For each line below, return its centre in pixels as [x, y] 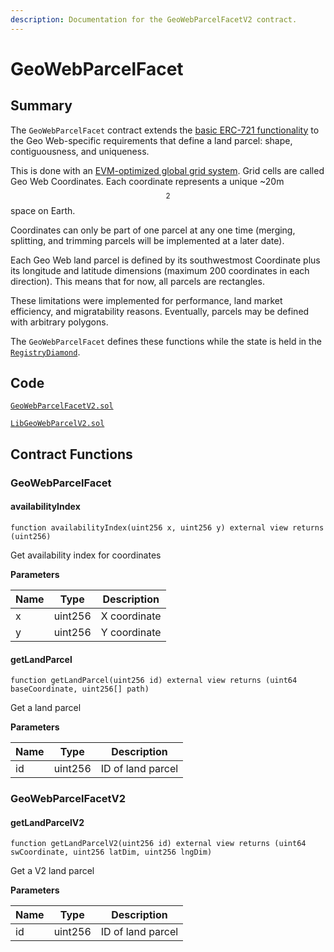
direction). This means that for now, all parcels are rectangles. [137, 281]
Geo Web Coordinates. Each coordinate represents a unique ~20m [147, 181]
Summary [41, 106]
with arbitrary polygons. [59, 322]
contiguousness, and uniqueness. [80, 151]
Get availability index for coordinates [86, 555]
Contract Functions [71, 454]
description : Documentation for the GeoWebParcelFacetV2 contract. [154, 19]
